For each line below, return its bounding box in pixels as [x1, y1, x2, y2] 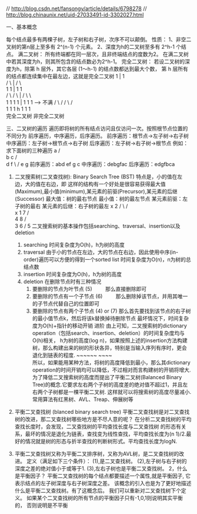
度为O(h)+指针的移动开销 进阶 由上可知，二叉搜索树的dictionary [32, 322, 187, 329]
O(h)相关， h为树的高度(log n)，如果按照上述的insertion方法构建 [32, 337, 188, 344]
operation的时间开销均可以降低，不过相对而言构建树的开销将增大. [32, 366, 191, 373]
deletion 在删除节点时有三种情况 [23, 278, 102, 285]
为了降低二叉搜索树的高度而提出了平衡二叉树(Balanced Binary [32, 374, 182, 380]
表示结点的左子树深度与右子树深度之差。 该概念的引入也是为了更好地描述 [14, 480, 192, 486]
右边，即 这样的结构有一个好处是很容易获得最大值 [45, 181, 166, 187]
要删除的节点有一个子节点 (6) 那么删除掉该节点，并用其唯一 [32, 293, 188, 300]
